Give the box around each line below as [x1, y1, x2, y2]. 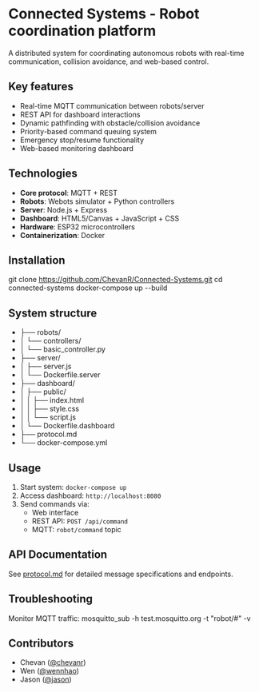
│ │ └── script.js [19, 412, 77, 422]
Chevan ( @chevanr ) [19, 658, 86, 667]
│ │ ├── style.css [19, 404, 80, 414]
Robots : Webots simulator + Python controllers [19, 197, 175, 206]
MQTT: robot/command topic [31, 525, 122, 534]
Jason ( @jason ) [19, 674, 72, 684]
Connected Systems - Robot [8, 5, 200, 23]
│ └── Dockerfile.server [19, 370, 101, 380]
